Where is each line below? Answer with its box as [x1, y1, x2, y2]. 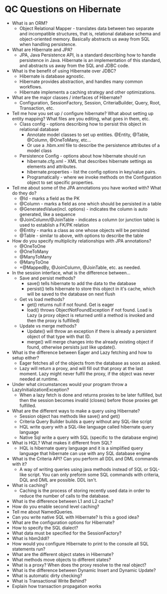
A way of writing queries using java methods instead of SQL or [19, 466, 148, 472]
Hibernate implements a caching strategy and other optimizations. [19, 89, 156, 95]
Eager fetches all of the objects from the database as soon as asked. [19, 360, 161, 366]
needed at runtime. [19, 376, 59, 382]
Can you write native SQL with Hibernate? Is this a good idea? [11, 514, 139, 520]
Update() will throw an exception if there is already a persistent [26, 328, 156, 334]
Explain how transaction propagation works [11, 583, 101, 589]
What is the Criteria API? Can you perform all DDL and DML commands [11, 455, 158, 461]
